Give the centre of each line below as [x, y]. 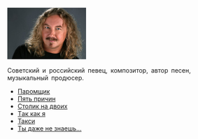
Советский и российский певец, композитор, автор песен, [99, 70]
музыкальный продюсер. [45, 78]
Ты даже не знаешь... [49, 129]
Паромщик [34, 91]
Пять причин [36, 99]
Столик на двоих [42, 106]
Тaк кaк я [31, 114]
